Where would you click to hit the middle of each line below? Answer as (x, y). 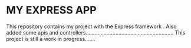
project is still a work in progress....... (51, 39)
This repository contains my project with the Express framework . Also (91, 26)
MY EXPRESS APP (51, 10)
